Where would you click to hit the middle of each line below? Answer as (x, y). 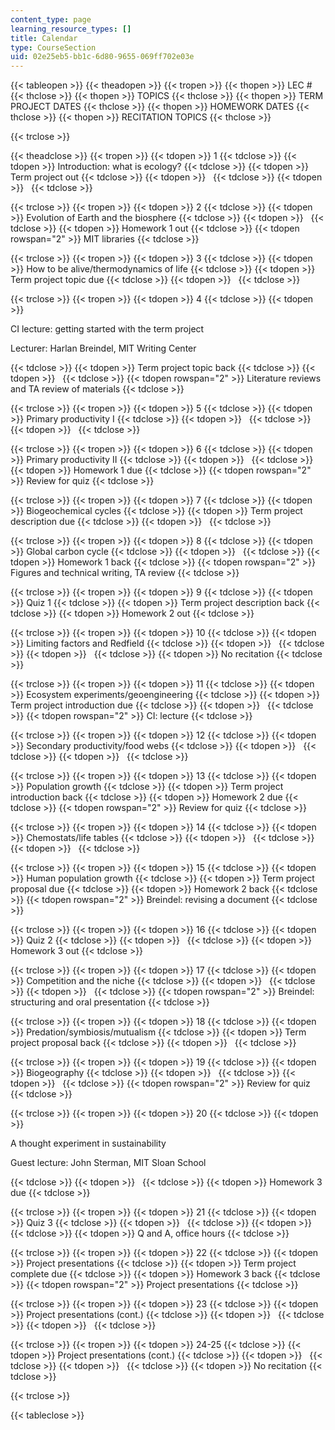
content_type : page (51, 19)
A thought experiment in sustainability (88, 1143)
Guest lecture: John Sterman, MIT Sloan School (108, 1163)
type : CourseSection (53, 47)
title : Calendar (44, 38)
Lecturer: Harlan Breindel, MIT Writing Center (103, 348)
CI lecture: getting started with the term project (107, 329)
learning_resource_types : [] (71, 29)
